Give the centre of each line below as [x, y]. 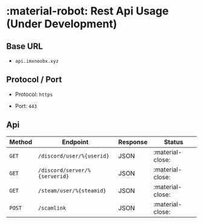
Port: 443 [26, 106]
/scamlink [52, 208]
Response [133, 142]
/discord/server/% [65, 170]
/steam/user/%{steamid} [72, 190]
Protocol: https [34, 94]
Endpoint [75, 142]
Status [174, 142]
